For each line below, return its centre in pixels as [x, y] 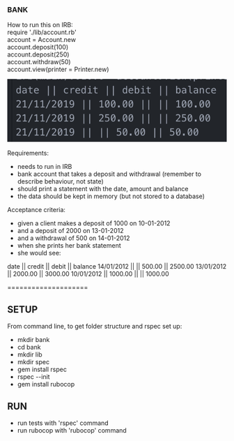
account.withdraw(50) [39, 62]
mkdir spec [33, 362]
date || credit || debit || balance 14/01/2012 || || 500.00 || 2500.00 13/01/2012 [117, 267]
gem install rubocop [46, 384]
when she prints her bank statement [69, 246]
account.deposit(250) [38, 54]
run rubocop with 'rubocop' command [72, 431]
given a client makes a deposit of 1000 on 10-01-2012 [94, 223]
